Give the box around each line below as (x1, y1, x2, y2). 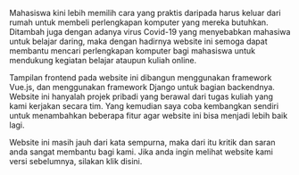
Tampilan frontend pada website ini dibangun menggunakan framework (9, 72, 272, 83)
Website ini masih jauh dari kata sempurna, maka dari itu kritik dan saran (9, 137, 276, 147)
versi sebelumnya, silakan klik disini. (9, 156, 143, 166)
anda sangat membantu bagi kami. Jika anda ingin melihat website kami (9, 146, 274, 157)
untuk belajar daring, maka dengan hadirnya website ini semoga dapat (9, 36, 268, 46)
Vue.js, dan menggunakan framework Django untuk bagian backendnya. (9, 82, 275, 92)
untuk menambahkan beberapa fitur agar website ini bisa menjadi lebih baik (9, 111, 288, 121)
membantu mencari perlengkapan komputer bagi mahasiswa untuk (9, 46, 256, 56)
